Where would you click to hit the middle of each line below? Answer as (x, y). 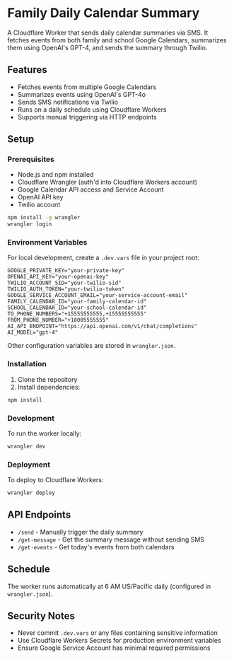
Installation (27, 364)
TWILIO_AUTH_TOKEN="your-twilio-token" (66, 289)
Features (27, 70)
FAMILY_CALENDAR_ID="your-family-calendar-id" (77, 302)
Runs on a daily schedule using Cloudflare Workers (92, 109)
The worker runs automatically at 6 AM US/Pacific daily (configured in (109, 586)
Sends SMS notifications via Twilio (68, 102)
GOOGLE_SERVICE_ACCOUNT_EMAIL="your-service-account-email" (98, 296)
